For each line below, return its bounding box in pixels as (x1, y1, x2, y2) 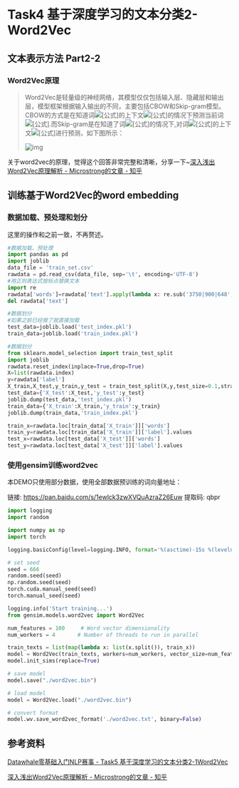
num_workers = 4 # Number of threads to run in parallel (7, 631, 199, 638)
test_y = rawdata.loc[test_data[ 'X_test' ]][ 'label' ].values (7, 442, 183, 449)
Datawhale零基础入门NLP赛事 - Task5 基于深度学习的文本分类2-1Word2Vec (7, 757, 228, 767)
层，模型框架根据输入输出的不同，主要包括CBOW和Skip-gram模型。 (24, 101, 225, 111)
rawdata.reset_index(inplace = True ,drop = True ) (7, 363, 144, 370)
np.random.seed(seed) (7, 579, 72, 586)
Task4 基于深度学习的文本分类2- (7, 6, 198, 23)
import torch (7, 533, 46, 541)
